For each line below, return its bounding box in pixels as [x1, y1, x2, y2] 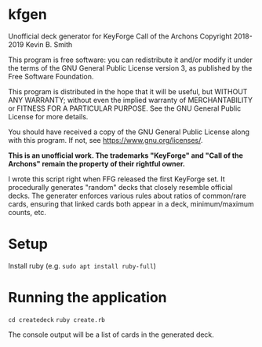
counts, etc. [8, 207, 47, 217]
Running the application [8, 289, 167, 307]
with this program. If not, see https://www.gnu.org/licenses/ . [8, 135, 203, 144]
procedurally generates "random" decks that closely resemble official [8, 182, 233, 192]
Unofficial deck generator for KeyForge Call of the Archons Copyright [8, 31, 232, 41]
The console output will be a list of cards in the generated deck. [8, 330, 214, 339]
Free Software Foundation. [8, 71, 94, 81]
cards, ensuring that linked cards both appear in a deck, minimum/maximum [8, 199, 254, 209]
